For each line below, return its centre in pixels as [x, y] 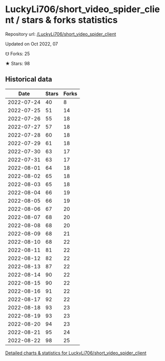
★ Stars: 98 [18, 63]
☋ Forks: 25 [18, 54]
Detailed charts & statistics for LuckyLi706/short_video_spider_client [76, 353]
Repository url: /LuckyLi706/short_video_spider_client [61, 34]
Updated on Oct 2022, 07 [32, 43]
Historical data [29, 79]
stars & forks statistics [70, 20]
